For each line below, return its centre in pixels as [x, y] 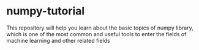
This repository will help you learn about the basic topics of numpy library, [100, 28]
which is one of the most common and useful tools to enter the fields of [96, 34]
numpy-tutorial [46, 11]
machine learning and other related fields [58, 40]
